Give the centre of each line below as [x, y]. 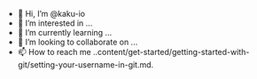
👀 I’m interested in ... [55, 23]
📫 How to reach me [54, 52]
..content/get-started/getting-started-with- [171, 52]
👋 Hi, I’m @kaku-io [51, 14]
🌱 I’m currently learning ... [65, 32]
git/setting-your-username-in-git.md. [86, 65]
